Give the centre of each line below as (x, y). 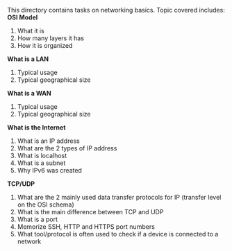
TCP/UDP (21, 184)
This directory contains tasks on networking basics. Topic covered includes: (116, 10)
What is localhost (42, 156)
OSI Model (23, 17)
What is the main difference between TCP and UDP (90, 212)
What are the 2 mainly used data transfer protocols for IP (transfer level (119, 197)
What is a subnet (41, 163)
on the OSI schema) (45, 205)
